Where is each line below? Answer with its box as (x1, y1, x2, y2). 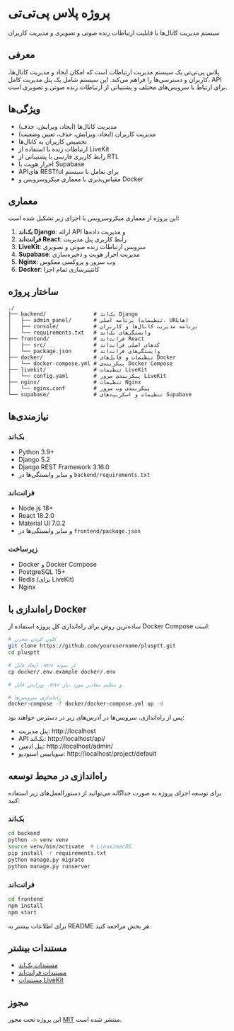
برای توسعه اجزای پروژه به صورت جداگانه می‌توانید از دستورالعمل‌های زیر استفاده (8, 789, 222, 797)
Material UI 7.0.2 (18, 519, 66, 528)
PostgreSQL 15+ (18, 568, 66, 576)
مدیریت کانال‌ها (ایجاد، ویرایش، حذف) (18, 122, 117, 130)
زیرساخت (8, 544, 38, 554)
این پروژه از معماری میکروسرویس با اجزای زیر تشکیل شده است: (8, 214, 180, 222)
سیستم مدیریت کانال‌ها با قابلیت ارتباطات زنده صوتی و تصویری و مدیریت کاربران (8, 28, 220, 37)
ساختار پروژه (8, 285, 59, 298)
